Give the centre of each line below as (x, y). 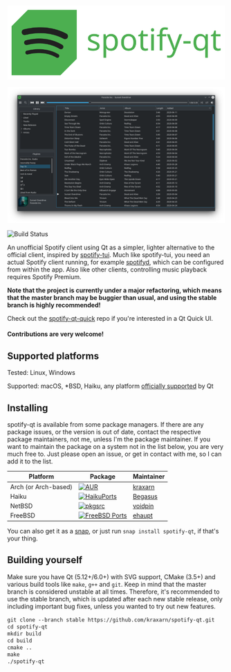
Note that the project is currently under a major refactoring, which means (115, 290)
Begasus (145, 496)
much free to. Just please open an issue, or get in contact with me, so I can (114, 454)
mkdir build (24, 634)
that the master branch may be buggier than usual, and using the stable (112, 297)
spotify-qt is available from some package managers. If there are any (105, 424)
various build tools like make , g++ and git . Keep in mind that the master (107, 584)
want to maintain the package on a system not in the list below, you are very (115, 446)
